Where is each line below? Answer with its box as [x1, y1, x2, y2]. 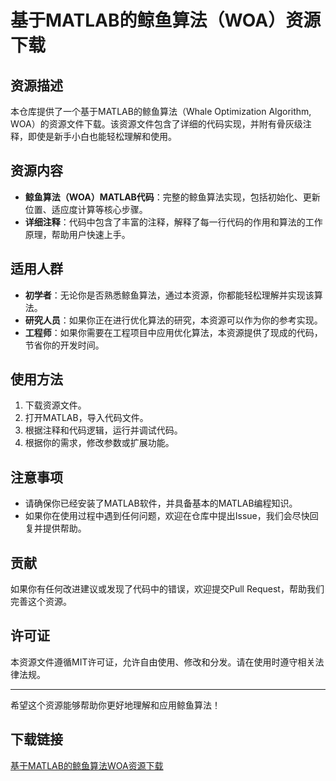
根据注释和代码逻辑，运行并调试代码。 [24, 424, 183, 436]
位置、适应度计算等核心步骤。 [24, 203, 148, 215]
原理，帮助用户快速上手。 [24, 228, 131, 240]
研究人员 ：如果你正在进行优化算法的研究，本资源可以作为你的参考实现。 [24, 314, 323, 326]
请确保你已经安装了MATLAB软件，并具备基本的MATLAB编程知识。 [24, 497, 298, 510]
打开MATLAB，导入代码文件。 [24, 412, 149, 424]
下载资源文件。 [24, 399, 87, 411]
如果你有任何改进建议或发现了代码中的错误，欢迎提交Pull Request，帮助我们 [10, 583, 325, 595]
